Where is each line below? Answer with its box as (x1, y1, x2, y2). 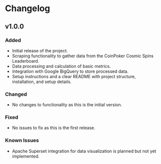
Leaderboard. (12, 58, 40, 64)
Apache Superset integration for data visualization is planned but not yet (12, 148, 156, 154)
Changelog (5, 3, 50, 14)
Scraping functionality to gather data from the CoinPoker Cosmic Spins (12, 53, 154, 59)
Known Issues (5, 137, 39, 144)
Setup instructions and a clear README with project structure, (12, 73, 136, 79)
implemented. (12, 153, 40, 159)
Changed (5, 91, 28, 98)
